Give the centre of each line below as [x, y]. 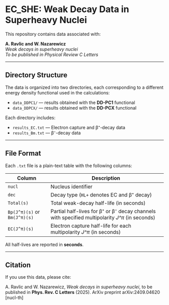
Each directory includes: [30, 118]
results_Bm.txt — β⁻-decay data [47, 133]
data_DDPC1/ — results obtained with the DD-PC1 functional [74, 103]
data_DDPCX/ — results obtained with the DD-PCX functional [74, 108]
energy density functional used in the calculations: [57, 92]
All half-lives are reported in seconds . [45, 244]
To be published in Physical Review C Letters [52, 55]
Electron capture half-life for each [91, 226]
